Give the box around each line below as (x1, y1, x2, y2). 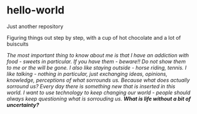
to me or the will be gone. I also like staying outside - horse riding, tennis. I (6, 64, 187, 71)
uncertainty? (6, 101, 39, 108)
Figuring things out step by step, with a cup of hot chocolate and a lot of (6, 34, 181, 41)
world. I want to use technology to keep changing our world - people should (6, 89, 191, 96)
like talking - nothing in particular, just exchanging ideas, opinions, (6, 70, 168, 77)
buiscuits (6, 40, 29, 47)
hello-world (6, 4, 65, 17)
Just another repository (6, 23, 64, 30)
